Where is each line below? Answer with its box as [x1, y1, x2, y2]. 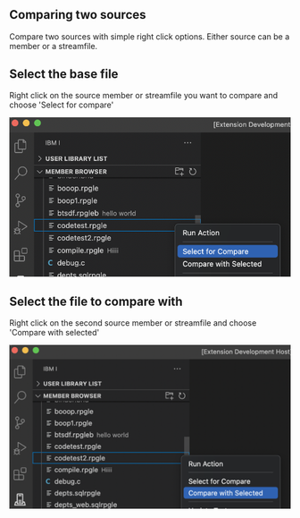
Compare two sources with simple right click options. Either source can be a [9, 30, 290, 42]
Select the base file [9, 66, 119, 81]
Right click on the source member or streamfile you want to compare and [9, 90, 279, 101]
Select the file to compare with [9, 294, 183, 310]
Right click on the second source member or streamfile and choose [9, 318, 257, 328]
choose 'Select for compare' [9, 99, 114, 110]
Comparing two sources [9, 7, 146, 22]
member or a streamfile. [9, 40, 98, 51]
